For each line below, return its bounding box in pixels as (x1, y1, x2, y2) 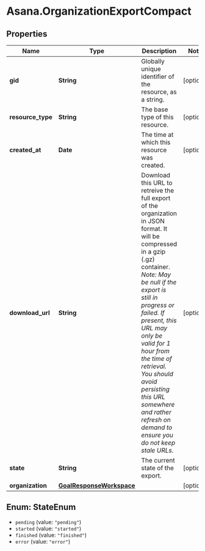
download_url (9, 309, 50, 317)
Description (142, 47, 177, 55)
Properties (6, 29, 48, 39)
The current (141, 456, 175, 464)
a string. (141, 95, 165, 103)
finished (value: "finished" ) (15, 531, 87, 539)
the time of (141, 355, 173, 363)
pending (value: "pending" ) (15, 518, 81, 525)
